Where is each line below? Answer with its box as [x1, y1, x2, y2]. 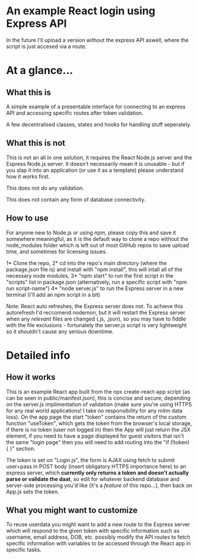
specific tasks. [6, 546, 42, 554]
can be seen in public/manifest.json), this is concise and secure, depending [6, 394, 191, 401]
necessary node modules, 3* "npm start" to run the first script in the [6, 272, 174, 279]
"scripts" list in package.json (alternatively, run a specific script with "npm [6, 278, 187, 285]
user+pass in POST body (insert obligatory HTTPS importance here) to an [6, 463, 187, 470]
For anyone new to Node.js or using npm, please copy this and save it [6, 229, 176, 236]
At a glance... [6, 64, 74, 77]
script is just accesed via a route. [6, 43, 87, 50]
